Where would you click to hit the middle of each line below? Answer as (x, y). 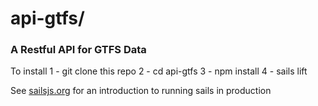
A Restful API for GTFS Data (78, 50)
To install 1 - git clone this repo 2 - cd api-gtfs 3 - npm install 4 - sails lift (159, 71)
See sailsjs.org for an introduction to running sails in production (141, 91)
